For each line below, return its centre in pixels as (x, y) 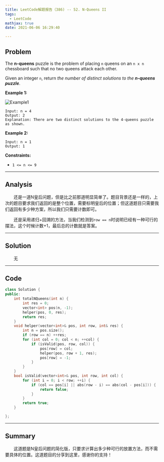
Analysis (19, 185)
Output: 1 (15, 146)
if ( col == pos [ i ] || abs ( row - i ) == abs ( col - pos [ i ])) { (93, 385)
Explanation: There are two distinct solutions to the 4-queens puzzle (79, 120)
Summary (20, 436)
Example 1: (16, 93)
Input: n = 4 (18, 111)
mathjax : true (20, 23)
